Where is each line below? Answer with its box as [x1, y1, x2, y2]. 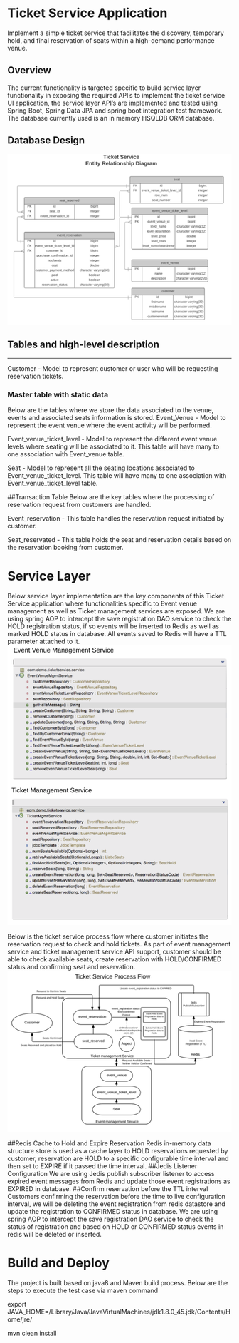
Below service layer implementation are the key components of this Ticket [7, 592, 224, 601]
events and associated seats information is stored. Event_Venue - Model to [7, 414, 226, 422]
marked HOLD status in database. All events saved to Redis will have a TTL [7, 630, 227, 638]
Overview [7, 64, 52, 76]
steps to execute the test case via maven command [7, 1286, 159, 1295]
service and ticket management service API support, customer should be [7, 947, 222, 956]
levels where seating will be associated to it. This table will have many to [7, 442, 220, 451]
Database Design [7, 134, 85, 147]
